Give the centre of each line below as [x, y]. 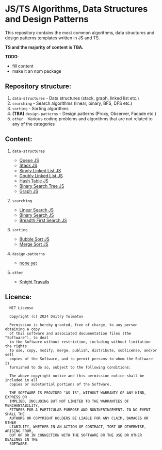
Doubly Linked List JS [41, 176]
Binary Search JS [37, 215]
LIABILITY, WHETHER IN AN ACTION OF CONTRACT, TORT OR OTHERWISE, [78, 427]
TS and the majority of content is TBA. [44, 47]
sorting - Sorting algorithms [40, 108]
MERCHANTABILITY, [23, 406]
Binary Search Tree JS [42, 186]
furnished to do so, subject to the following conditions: [70, 368]
